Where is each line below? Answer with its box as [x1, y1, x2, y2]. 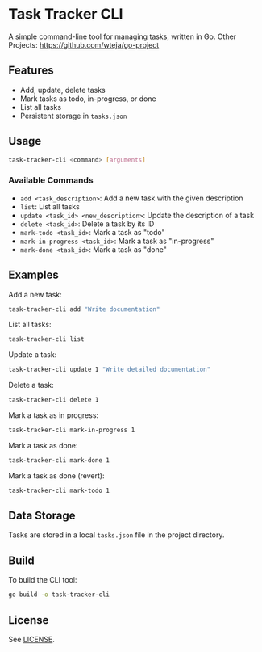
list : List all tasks [19, 201, 81, 211]
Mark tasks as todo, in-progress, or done [19, 94, 156, 103]
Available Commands [8, 175, 94, 186]
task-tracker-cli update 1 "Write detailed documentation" [8, 365, 211, 374]
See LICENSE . [8, 634, 55, 644]
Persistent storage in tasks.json [19, 111, 127, 120]
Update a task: [8, 350, 57, 360]
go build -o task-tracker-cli [8, 591, 110, 599]
